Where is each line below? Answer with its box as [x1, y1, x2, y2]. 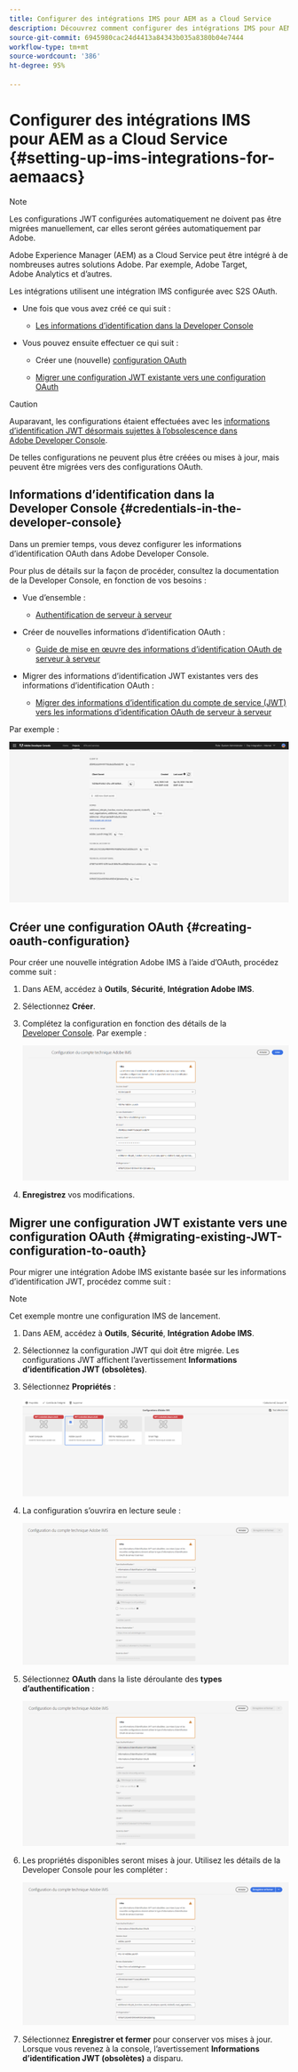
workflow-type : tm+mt [9, 43, 90, 52]
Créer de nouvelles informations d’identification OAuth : [21, 626, 226, 637]
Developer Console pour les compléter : [21, 1865, 169, 1875]
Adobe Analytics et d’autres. [9, 268, 113, 279]
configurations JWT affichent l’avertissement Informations [21, 1355, 238, 1366]
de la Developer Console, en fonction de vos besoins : [9, 575, 207, 585]
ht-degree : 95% [9, 61, 66, 70]
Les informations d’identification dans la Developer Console [35, 320, 255, 331]
